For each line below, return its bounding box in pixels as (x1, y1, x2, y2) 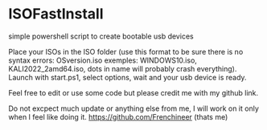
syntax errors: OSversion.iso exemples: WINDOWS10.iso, (8, 55, 197, 65)
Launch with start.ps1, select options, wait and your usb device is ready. (8, 72, 247, 82)
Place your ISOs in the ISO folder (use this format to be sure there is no (8, 47, 244, 56)
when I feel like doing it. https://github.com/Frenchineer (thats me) (8, 112, 228, 121)
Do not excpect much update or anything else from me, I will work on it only (8, 104, 260, 113)
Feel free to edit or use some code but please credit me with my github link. (8, 87, 259, 97)
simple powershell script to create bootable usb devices (8, 31, 195, 41)
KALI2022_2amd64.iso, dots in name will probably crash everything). (8, 63, 237, 73)
